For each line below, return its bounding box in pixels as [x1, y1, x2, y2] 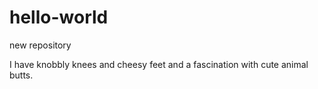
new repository [9, 39, 72, 51]
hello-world [9, 6, 109, 29]
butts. [9, 69, 34, 81]
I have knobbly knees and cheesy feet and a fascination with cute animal [9, 58, 309, 70]
